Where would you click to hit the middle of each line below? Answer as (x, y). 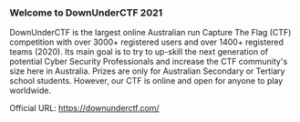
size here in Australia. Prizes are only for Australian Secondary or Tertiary (147, 71)
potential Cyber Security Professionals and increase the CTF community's (149, 62)
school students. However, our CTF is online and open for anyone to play (146, 81)
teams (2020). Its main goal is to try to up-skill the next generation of (139, 52)
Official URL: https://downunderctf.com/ (84, 108)
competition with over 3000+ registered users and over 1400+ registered (147, 42)
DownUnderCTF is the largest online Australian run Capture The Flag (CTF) (150, 33)
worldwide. (31, 91)
